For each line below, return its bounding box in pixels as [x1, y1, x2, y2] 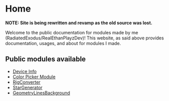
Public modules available [5, 55, 86, 64]
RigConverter [12, 79, 41, 85]
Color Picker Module [12, 74, 56, 80]
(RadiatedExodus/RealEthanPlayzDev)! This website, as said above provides [5, 35, 164, 41]
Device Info [12, 68, 37, 74]
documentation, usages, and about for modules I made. [5, 40, 121, 46]
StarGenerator [12, 84, 43, 90]
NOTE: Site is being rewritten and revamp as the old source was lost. [5, 20, 153, 26]
